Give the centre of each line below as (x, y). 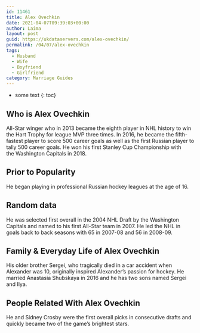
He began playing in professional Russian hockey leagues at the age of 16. (98, 186)
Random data (31, 205)
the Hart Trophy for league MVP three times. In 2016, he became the (90, 134)
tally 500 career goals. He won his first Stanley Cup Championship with (94, 147)
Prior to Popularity (41, 172)
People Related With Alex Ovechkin (73, 303)
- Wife (20, 61)
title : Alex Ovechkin (33, 17)
